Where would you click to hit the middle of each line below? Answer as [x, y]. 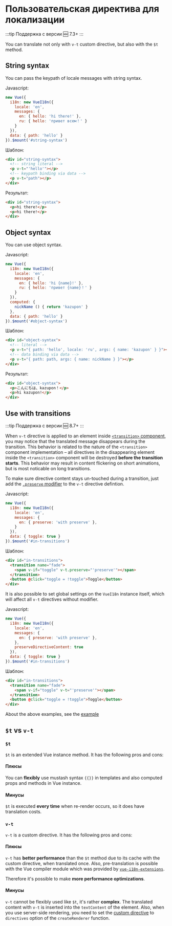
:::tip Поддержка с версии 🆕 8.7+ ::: [45, 426]
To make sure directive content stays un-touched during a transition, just [82, 478]
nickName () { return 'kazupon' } [51, 307]
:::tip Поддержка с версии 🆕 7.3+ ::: [44, 34]
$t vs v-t [20, 730]
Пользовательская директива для [82, 9]
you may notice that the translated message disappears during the [75, 441]
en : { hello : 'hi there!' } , [50, 116]
